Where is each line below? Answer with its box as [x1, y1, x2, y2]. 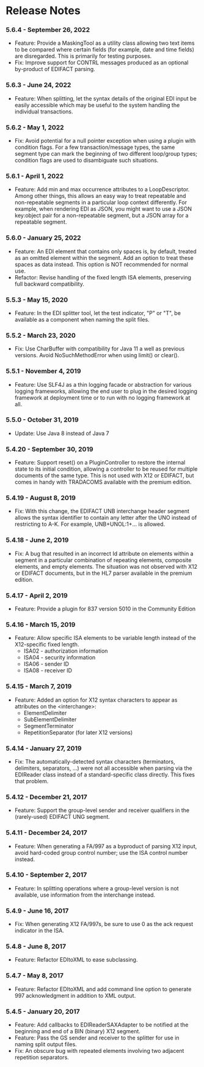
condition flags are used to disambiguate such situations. [14, 157, 159, 164]
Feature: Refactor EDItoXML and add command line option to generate [14, 985, 192, 993]
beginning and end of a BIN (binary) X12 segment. [14, 1028, 141, 1035]
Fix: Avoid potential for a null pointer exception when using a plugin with [14, 137, 196, 145]
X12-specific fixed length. [14, 641, 79, 648]
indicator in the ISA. [14, 927, 65, 935]
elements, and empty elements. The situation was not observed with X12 [14, 563, 198, 570]
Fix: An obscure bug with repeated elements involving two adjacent [14, 1047, 184, 1055]
